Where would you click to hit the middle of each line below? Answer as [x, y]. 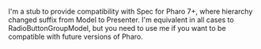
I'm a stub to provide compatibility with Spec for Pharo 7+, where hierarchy [130, 11]
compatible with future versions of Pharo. [76, 36]
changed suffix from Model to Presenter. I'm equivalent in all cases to [121, 20]
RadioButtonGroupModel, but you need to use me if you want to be [117, 28]
